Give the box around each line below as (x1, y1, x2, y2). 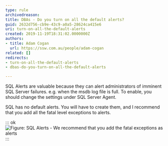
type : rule (5, 7, 29, 13)
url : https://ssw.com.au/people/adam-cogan (10, 46, 104, 51)
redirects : (5, 55, 29, 60)
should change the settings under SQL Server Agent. (5, 94, 116, 100)
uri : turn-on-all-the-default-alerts (5, 27, 86, 32)
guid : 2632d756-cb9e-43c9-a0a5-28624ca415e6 (5, 22, 102, 27)
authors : (5, 36, 24, 41)
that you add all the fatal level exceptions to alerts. (5, 110, 111, 116)
